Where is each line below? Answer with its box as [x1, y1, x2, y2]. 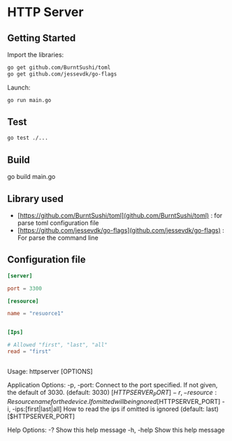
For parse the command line [17, 233, 99, 242]
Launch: [7, 83, 31, 92]
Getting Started [7, 32, 76, 44]
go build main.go [7, 173, 56, 181]
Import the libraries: [7, 50, 64, 59]
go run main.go [7, 96, 52, 103]
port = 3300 [7, 284, 42, 292]
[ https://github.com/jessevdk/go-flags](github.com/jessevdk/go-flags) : [17, 226, 225, 234]
